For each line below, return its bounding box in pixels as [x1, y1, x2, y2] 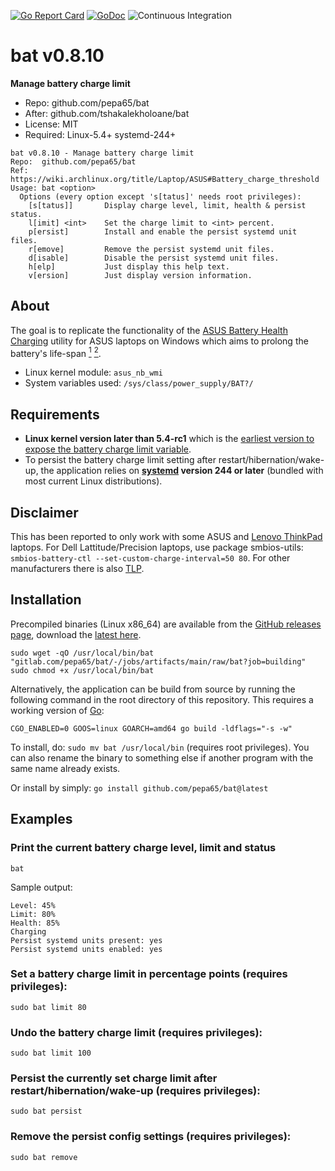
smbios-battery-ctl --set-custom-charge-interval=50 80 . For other [10, 552, 291, 564]
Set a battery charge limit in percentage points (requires [10, 967, 288, 981]
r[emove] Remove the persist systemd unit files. [28, 244, 275, 254]
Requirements [10, 406, 100, 423]
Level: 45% [10, 900, 56, 910]
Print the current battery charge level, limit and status [10, 841, 277, 855]
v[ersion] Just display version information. [28, 270, 253, 280]
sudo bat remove [10, 1152, 78, 1162]
